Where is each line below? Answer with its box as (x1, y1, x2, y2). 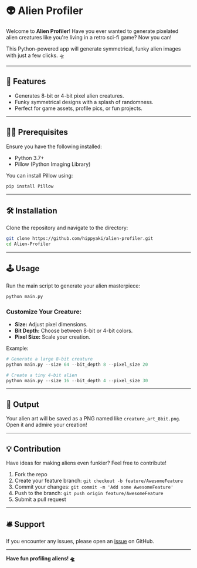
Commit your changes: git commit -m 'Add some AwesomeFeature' (14, 483, 174, 490)
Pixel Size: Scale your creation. (14, 333, 91, 340)
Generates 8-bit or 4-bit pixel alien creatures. (14, 92, 124, 99)
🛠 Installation (6, 206, 57, 216)
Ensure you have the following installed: (6, 143, 103, 150)
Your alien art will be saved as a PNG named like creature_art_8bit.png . (6, 415, 181, 422)
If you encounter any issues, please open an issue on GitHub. (6, 537, 154, 544)
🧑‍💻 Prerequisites (6, 127, 69, 138)
